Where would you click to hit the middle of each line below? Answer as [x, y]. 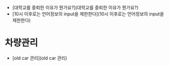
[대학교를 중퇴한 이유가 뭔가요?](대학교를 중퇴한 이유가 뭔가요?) [75, 7]
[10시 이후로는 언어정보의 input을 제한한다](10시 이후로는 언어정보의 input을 [88, 14]
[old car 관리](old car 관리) [40, 58]
